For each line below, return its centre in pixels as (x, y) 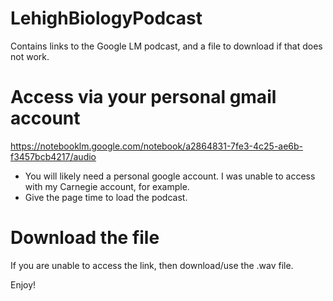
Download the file (85, 238)
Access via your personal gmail (143, 97)
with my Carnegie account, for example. (107, 186)
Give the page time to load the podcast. (106, 197)
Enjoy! (23, 284)
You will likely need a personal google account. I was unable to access (170, 176)
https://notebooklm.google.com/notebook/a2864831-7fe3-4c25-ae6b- (157, 146)
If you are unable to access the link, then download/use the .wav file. (152, 265)
